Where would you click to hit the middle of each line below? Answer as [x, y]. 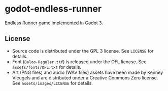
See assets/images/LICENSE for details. [53, 83]
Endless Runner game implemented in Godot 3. [54, 23]
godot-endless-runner [53, 9]
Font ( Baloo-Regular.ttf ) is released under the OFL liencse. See [79, 62]
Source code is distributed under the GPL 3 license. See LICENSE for [83, 51]
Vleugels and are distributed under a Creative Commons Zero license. [85, 78]
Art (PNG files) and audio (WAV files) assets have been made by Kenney [88, 72]
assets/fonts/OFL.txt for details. [47, 67]
